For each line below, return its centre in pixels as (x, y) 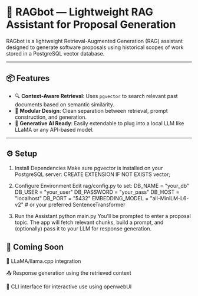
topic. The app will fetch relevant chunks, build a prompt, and (89, 222)
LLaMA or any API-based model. (54, 129)
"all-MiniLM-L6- (169, 198)
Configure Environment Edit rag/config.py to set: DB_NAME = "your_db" (102, 186)
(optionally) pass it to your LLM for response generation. (83, 228)
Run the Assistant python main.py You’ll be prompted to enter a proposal (103, 216)
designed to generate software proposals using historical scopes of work (95, 47)
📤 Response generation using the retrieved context (69, 273)
